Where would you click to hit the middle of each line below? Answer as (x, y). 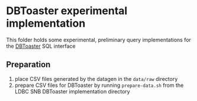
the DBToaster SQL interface (41, 46)
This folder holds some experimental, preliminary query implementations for (98, 40)
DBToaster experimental (67, 11)
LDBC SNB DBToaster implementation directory (72, 91)
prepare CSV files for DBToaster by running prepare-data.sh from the (99, 85)
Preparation (28, 65)
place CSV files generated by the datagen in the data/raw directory (96, 79)
